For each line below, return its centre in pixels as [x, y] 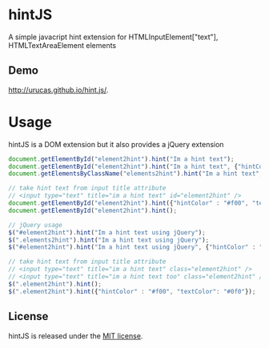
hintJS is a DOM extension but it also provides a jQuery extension [116, 144]
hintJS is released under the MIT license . [76, 336]
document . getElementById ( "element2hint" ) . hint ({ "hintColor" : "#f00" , [128, 203]
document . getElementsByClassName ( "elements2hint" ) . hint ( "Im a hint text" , [136, 174]
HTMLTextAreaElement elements [62, 45]
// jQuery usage [35, 225]
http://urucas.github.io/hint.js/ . [58, 90]
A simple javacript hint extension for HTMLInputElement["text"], [113, 37]
